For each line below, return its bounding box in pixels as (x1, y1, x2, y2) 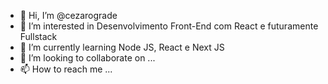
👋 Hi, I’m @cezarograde (19, 10, 118, 21)
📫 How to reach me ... (19, 63, 113, 75)
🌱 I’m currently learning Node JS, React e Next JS (19, 41, 225, 53)
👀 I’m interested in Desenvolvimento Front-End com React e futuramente (19, 20, 319, 32)
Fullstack (19, 31, 58, 42)
